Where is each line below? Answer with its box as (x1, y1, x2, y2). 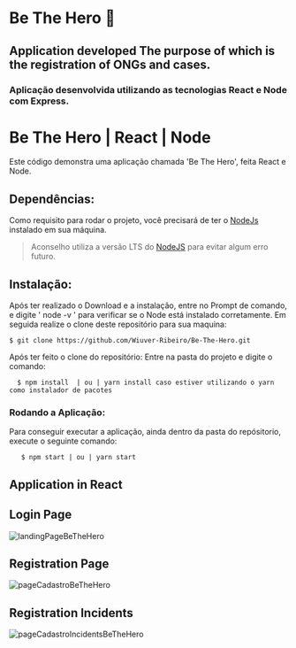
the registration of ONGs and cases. (9, 57, 211, 72)
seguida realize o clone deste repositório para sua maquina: (9, 319, 227, 330)
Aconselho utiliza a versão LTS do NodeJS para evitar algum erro (30, 242, 269, 252)
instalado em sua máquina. (9, 225, 108, 235)
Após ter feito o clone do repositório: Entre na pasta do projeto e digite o (9, 351, 273, 362)
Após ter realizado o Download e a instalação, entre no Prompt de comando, (9, 300, 287, 311)
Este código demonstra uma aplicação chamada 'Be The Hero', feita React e (9, 157, 286, 167)
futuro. (30, 251, 56, 262)
